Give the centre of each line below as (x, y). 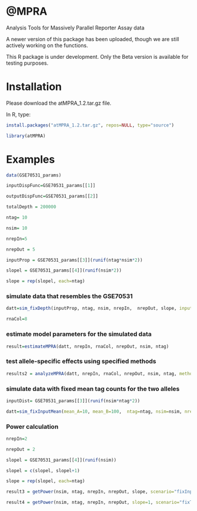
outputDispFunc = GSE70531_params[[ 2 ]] (52, 196)
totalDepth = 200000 (31, 207)
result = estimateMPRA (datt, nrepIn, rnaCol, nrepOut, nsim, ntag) (87, 346)
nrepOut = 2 (21, 449)
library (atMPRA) (26, 136)
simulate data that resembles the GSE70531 (69, 296)
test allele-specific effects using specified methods (81, 362)
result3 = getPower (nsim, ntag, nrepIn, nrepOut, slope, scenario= (90, 492)
